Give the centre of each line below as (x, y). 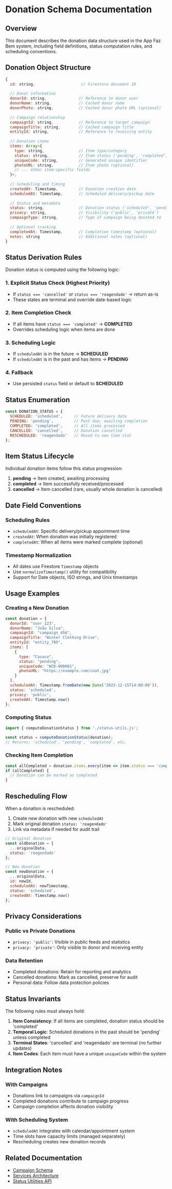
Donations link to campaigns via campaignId (58, 1095)
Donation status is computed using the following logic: (62, 269)
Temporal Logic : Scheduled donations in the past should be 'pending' (87, 1032)
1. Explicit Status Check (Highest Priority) (58, 283)
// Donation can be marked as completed (53, 775)
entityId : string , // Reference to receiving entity (81, 132)
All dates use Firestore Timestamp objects (56, 567)
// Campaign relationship (38, 117)
